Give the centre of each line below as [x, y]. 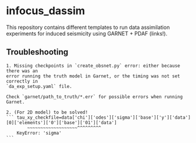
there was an [22, 71]
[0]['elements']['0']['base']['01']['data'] [62, 122]
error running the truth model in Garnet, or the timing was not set [93, 76]
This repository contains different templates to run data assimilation [88, 27]
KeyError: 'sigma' [39, 133]
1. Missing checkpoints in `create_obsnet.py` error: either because [93, 66]
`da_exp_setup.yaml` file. [39, 86]
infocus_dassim [46, 11]
